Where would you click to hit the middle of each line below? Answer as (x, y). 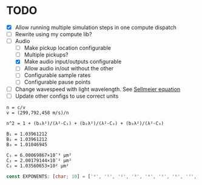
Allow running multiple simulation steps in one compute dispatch (96, 27)
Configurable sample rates (57, 75)
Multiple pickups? (46, 55)
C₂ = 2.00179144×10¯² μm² (39, 160)
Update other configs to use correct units (67, 96)
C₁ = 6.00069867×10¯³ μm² (39, 155)
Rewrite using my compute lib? (53, 34)
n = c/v (16, 107)
